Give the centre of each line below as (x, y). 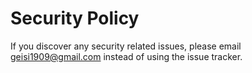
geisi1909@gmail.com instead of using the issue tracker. (126, 56)
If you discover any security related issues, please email (126, 46)
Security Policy (75, 18)
